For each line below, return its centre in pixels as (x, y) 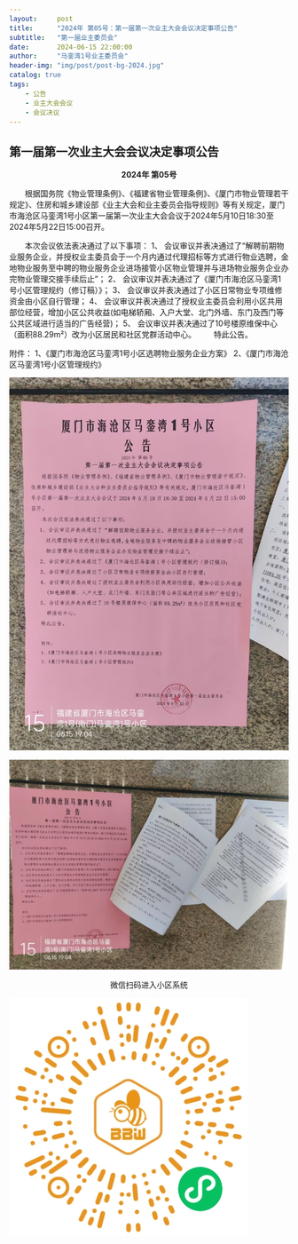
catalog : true (35, 75)
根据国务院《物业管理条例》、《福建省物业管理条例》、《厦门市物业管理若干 (157, 194)
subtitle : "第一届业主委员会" (63, 37)
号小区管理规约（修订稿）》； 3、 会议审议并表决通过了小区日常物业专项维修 (146, 290)
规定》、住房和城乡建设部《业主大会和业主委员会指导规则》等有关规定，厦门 (147, 205)
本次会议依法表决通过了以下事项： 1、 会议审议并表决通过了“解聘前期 (151, 246)
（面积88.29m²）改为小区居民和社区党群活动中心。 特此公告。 (131, 335)
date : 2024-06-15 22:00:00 (71, 47)
